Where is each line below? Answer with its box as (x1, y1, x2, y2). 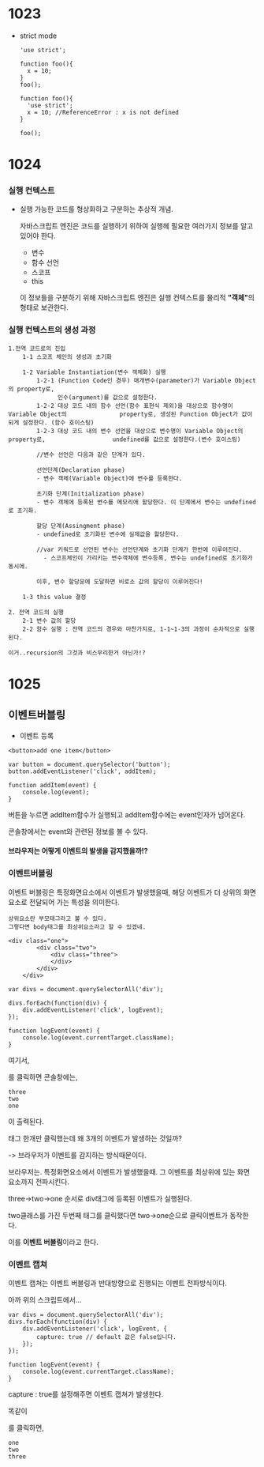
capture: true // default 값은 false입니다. (36, 1333, 177, 1341)
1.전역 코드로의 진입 (8, 345, 66, 353)
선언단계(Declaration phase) (36, 466, 126, 474)
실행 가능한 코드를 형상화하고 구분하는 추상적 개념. (19, 205, 173, 214)
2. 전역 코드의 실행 (8, 608, 65, 617)
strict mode (19, 31, 58, 40)
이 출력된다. (8, 1116, 45, 1126)
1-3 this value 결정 (22, 593, 87, 601)
